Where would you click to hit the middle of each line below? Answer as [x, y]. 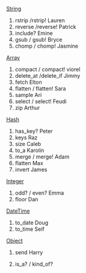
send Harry [29, 252]
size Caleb [28, 144]
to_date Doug [32, 223]
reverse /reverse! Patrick [45, 27]
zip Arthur [27, 108]
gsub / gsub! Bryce [38, 39]
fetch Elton [28, 82]
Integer [15, 181]
